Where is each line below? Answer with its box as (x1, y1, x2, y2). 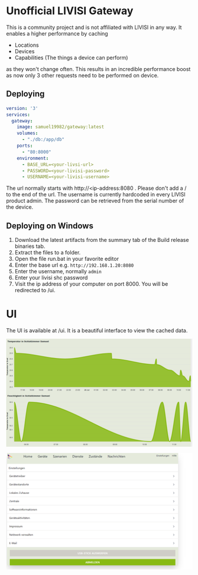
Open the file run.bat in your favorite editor (14, 256, 119, 263)
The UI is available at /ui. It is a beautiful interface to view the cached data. (6, 327, 188, 334)
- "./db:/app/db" (21, 137, 65, 143)
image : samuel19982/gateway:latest (17, 124, 105, 130)
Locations (14, 41, 40, 49)
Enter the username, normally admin (14, 268, 102, 275)
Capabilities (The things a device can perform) (14, 54, 128, 61)
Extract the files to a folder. (14, 249, 81, 256)
